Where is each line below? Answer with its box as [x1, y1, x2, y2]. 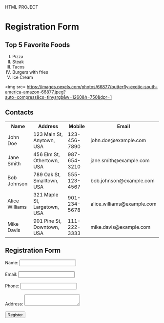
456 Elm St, [33, 151, 60, 158]
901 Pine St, [33, 217, 62, 224]
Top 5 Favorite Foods [5, 41, 70, 49]
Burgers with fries [12, 69, 48, 75]
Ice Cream [12, 74, 33, 80]
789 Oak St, [33, 171, 61, 178]
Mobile [68, 123, 85, 129]
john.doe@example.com [90, 137, 146, 144]
